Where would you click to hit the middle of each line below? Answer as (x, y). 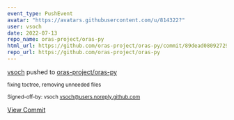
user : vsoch (24, 26)
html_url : (22, 46)
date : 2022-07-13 (32, 33)
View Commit (26, 110)
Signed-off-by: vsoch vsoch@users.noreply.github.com (74, 97)
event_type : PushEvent (40, 14)
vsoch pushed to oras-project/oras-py (62, 72)
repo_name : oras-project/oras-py (56, 40)
